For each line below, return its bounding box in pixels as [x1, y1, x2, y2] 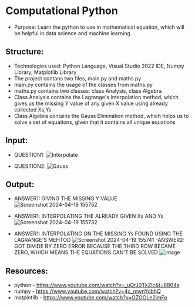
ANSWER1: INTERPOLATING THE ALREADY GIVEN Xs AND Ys [14, 212, 164, 220]
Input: [5, 136, 28, 146]
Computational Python [5, 4, 118, 18]
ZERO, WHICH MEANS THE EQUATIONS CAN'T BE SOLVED [14, 249, 158, 256]
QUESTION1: [14, 151, 45, 158]
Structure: [5, 47, 44, 57]
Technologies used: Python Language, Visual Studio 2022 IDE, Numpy [14, 62, 184, 69]
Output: [5, 179, 35, 189]
